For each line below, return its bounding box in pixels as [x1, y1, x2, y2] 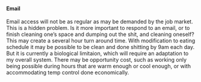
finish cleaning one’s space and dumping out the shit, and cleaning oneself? [6, 31, 194, 38]
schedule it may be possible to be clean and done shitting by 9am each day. [6, 44, 195, 51]
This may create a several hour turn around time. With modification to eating [6, 37, 196, 44]
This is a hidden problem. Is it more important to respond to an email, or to [6, 25, 190, 32]
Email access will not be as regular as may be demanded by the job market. [6, 18, 194, 25]
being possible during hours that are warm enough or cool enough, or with [6, 63, 191, 70]
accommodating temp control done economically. [6, 69, 129, 76]
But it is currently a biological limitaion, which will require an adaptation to [6, 50, 189, 57]
